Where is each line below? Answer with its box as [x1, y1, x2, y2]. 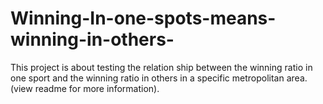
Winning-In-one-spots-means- [10, 7, 277, 30]
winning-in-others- [10, 28, 175, 51]
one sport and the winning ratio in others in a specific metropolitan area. [10, 72, 308, 84]
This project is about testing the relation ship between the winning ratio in [10, 61, 313, 73]
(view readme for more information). [10, 82, 160, 94]
